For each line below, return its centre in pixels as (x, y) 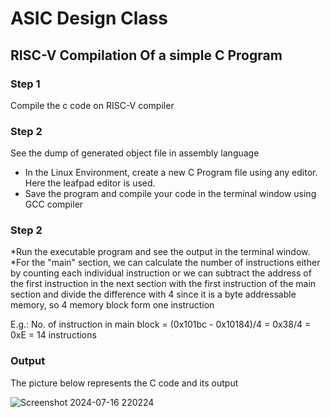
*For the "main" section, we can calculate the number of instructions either (165, 263)
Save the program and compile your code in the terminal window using (170, 194)
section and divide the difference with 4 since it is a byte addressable (153, 294)
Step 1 (25, 84)
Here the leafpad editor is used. (90, 183)
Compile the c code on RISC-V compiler (92, 105)
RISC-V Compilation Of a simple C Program (146, 55)
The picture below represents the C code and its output (124, 383)
